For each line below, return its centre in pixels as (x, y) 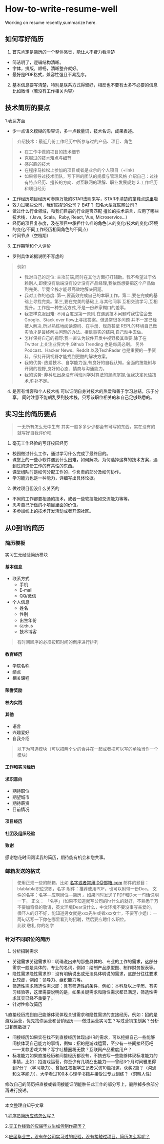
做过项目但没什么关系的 (36, 488)
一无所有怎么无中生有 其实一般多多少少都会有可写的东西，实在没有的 (86, 427)
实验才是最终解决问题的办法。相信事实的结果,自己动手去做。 (85, 332)
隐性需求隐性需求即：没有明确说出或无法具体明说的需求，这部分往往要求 (85, 973)
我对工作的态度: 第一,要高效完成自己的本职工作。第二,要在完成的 (89, 295)
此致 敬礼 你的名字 (35, 926)
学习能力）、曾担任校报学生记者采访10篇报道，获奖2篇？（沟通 (94, 1068)
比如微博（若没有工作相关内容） (44, 91)
